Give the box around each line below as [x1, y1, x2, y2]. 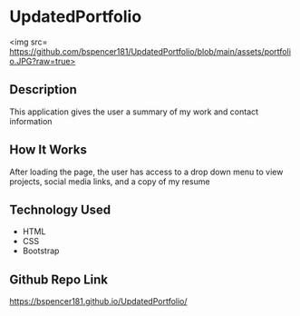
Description [9, 82, 77, 97]
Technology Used [9, 202, 111, 217]
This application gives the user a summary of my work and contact [9, 106, 259, 117]
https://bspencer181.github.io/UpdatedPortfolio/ [9, 296, 188, 307]
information [9, 115, 53, 126]
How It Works [9, 143, 88, 158]
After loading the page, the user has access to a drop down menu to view [9, 166, 284, 177]
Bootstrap [22, 245, 60, 256]
